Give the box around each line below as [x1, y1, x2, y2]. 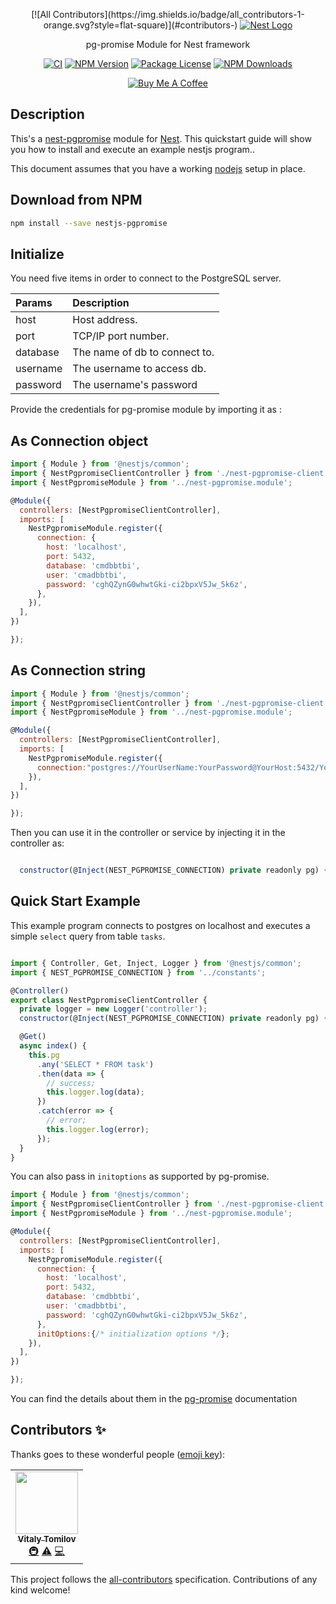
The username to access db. [72, 362, 207, 376]
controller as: [10, 837, 65, 849]
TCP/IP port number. [72, 329, 170, 343]
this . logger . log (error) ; [46, 1124, 150, 1134]
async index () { [19, 1041, 87, 1051]
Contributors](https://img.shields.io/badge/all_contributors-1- [52, 9, 305, 20]
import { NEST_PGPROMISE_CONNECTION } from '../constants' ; [10, 967, 267, 978]
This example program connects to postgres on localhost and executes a [10, 919, 311, 931]
